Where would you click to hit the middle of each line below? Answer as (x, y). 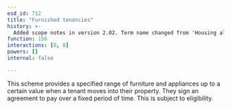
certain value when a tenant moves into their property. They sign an (103, 90)
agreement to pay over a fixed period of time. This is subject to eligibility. (110, 98)
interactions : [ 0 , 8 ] (38, 45)
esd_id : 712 (24, 13)
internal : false (30, 58)
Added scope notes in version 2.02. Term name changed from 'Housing (115, 33)
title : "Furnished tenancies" (51, 20)
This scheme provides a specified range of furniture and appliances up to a (114, 84)
